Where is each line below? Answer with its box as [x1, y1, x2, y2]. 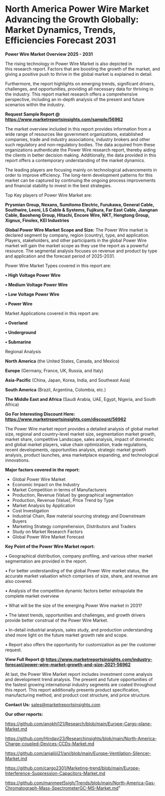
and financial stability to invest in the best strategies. [5, 182, 112, 188]
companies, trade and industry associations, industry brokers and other [5, 136, 150, 142]
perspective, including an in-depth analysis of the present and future [5, 96, 145, 102]
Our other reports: [5, 711, 43, 717]
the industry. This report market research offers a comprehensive [5, 91, 138, 97]
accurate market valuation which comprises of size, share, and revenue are [5, 573, 158, 579]
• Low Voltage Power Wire [5, 291, 60, 297]
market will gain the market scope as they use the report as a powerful [5, 242, 149, 248]
